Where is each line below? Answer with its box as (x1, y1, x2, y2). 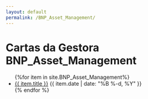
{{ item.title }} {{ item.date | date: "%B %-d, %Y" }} (14, 80, 142, 87)
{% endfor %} (14, 86, 50, 94)
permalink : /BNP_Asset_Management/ (5, 15, 96, 21)
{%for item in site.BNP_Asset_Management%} (14, 73, 130, 81)
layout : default (5, 9, 47, 15)
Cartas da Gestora (5, 41, 99, 55)
